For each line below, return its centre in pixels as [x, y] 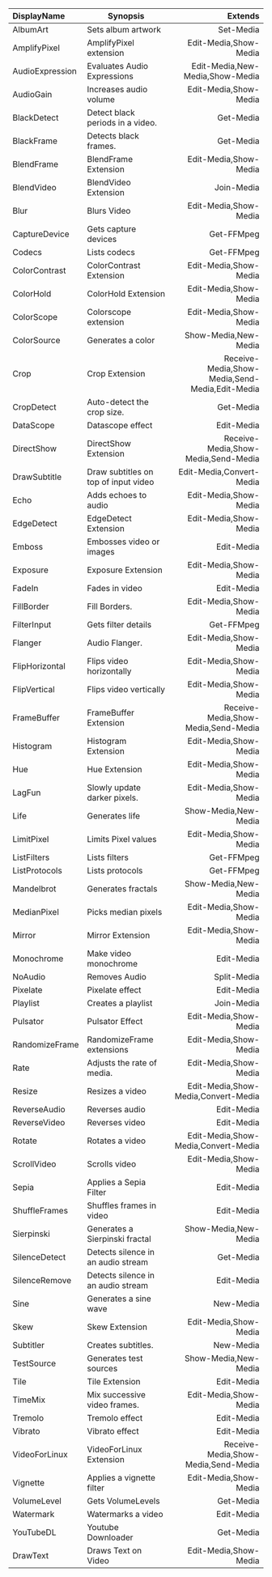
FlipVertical [34, 689]
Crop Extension [116, 374]
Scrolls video [112, 1164]
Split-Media [237, 977]
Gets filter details [119, 625]
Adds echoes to [117, 495]
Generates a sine [119, 1299]
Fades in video [115, 588]
